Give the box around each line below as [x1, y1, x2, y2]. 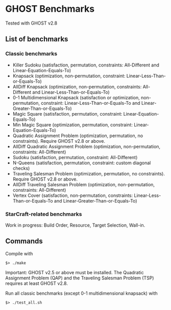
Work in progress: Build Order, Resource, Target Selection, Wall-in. [5, 222, 145, 228]
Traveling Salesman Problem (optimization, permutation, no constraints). [12, 170, 165, 176]
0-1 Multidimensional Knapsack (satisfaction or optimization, [12, 94, 140, 100]
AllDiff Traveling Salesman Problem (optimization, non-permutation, [12, 181, 155, 187]
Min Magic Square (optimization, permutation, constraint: [12, 121, 133, 128]
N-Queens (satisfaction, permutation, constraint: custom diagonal [12, 160, 151, 166]
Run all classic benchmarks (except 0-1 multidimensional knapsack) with [5, 290, 158, 296]
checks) [12, 165, 30, 171]
